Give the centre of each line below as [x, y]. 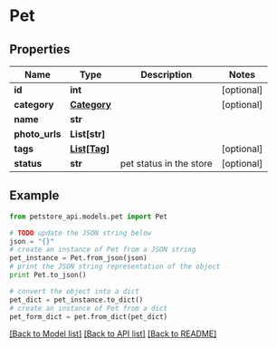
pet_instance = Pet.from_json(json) [78, 258]
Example [34, 196]
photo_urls [38, 134]
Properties [40, 49]
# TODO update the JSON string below [81, 233]
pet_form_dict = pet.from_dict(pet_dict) [89, 317]
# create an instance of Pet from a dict [89, 308]
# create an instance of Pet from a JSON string [103, 250]
